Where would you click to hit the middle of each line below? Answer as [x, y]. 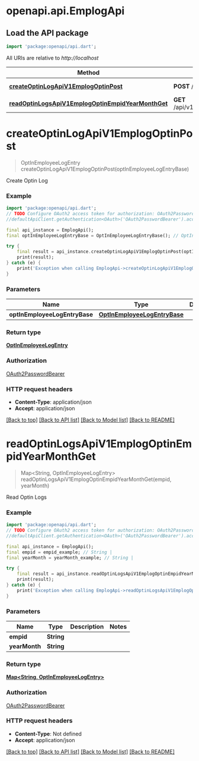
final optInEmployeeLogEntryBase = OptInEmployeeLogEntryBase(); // [92, 235]
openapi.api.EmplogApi [65, 11]
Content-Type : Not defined [48, 734]
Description [87, 627]
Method [88, 73]
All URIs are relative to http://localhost [52, 58]
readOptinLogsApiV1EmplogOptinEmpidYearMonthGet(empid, [96, 479]
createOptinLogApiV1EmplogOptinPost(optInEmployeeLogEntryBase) [105, 169]
